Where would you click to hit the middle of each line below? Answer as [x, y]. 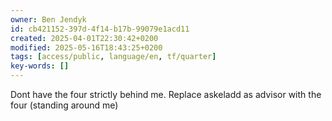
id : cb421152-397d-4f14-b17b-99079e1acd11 [100, 29]
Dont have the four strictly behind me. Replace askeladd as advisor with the [166, 94]
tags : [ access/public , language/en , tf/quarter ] [113, 57]
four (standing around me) [64, 105]
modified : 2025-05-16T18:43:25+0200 [86, 47]
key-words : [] [40, 66]
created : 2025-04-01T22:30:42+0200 [84, 38]
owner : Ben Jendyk [48, 19]
